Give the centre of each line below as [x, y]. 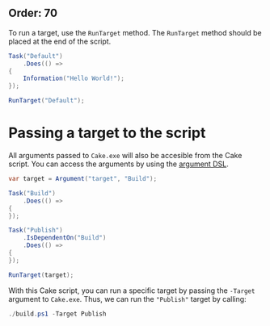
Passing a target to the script [107, 133]
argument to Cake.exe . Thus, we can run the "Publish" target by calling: [127, 299]
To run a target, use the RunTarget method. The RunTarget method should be [135, 32]
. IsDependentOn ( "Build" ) [65, 238]
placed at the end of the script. [60, 41]
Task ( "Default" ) [36, 56]
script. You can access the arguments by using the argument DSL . [118, 164]
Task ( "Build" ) [32, 193]
